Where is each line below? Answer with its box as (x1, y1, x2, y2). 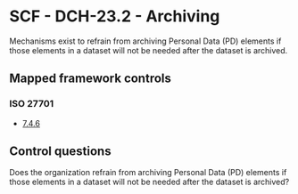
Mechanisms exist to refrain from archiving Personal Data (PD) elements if (9, 36, 282, 46)
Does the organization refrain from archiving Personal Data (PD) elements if (9, 167, 287, 178)
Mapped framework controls (9, 71, 172, 86)
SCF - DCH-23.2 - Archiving (9, 6, 220, 27)
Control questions (9, 144, 112, 159)
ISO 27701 (9, 98, 54, 110)
